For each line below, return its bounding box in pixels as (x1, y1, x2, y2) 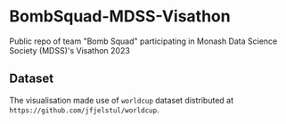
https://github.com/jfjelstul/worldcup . (9, 104, 159, 115)
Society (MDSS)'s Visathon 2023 (9, 45, 131, 55)
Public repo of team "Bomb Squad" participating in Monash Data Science (9, 36, 278, 46)
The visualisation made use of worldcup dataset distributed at (9, 95, 234, 105)
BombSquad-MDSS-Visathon (9, 6, 231, 27)
